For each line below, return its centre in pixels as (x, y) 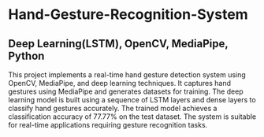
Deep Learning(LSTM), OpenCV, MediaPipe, (118, 44)
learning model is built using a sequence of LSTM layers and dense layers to (132, 100)
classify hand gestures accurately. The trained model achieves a (113, 108)
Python (26, 56)
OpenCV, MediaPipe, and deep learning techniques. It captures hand (119, 83)
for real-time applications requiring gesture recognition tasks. (108, 125)
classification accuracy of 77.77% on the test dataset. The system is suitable (132, 117)
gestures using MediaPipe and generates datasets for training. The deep (126, 91)
